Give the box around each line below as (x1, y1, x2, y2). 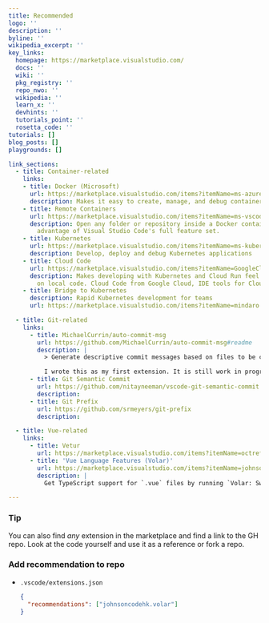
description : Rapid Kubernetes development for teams (29, 294, 214, 303)
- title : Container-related (15, 167, 110, 176)
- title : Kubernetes (22, 235, 91, 243)
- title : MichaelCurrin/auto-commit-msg (29, 331, 167, 339)
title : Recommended (8, 11, 74, 20)
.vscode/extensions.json (19, 578, 103, 587)
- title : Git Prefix (29, 397, 98, 405)
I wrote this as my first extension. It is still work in (43, 368, 242, 376)
